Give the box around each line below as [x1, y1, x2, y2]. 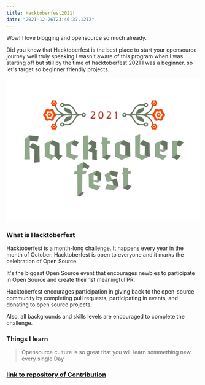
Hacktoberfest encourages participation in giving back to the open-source [6, 287, 195, 295]
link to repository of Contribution [6, 370, 106, 379]
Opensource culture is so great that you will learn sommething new [21, 349, 191, 356]
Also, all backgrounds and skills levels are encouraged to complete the [6, 313, 185, 320]
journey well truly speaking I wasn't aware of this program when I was [6, 52, 184, 60]
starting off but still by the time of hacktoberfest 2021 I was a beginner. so [6, 59, 193, 66]
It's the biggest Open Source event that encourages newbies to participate [6, 269, 195, 276]
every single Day [21, 355, 64, 362]
